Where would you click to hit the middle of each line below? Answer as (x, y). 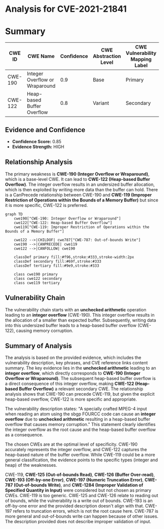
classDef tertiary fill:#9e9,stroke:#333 (56, 266)
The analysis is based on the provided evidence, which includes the (73, 358)
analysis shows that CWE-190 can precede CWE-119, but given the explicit (80, 394)
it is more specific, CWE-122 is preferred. (46, 205)
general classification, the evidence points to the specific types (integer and (82, 460)
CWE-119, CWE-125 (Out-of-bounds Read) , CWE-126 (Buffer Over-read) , (80, 475)
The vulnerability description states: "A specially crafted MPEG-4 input (76, 409)
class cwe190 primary (36, 274)
